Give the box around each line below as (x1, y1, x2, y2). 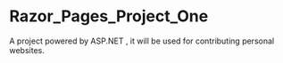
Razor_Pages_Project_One (9, 6, 209, 27)
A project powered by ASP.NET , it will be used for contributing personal (9, 35, 275, 46)
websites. (9, 44, 45, 55)
